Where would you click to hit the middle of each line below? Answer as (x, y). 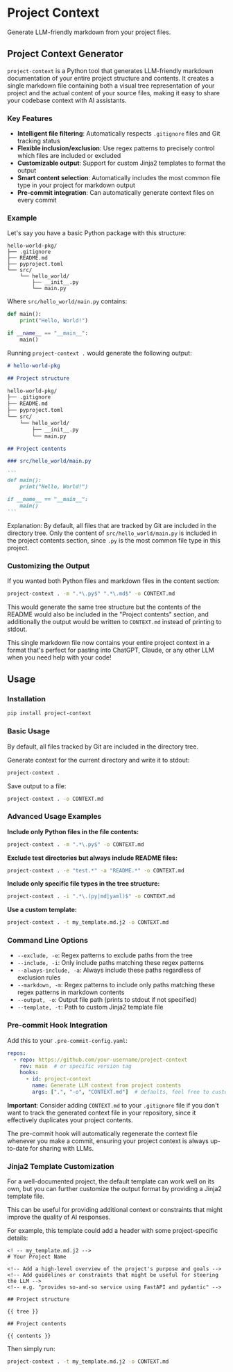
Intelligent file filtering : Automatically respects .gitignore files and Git (119, 134)
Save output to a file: (37, 786)
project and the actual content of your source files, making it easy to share (114, 93)
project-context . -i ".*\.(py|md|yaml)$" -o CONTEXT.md (91, 896)
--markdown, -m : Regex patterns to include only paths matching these (116, 985)
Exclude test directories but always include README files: (93, 858)
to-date (18, 1148)
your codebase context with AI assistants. (67, 100)
